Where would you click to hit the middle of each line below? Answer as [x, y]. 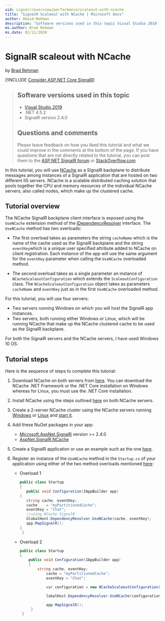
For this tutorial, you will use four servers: [47, 299]
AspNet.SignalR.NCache [44, 439]
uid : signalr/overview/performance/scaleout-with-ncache [65, 10]
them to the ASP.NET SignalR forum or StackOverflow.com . [77, 161]
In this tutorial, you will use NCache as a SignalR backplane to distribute [78, 170]
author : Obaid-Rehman [27, 19]
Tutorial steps [27, 359]
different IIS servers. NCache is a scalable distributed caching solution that [81, 180]
